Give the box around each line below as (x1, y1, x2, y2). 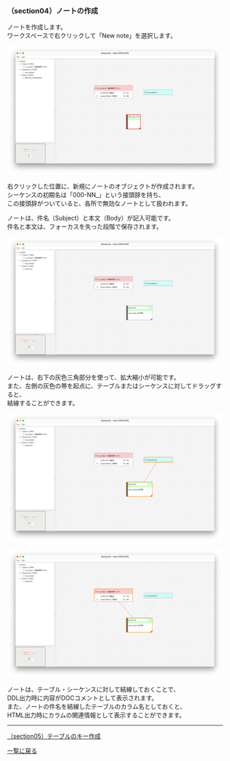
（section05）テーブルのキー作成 (7, 732, 101, 740)
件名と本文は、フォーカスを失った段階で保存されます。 (7, 223, 163, 231)
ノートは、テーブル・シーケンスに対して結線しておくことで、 (7, 685, 180, 694)
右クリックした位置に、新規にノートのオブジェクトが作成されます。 (7, 182, 199, 190)
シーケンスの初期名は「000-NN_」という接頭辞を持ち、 (7, 191, 165, 199)
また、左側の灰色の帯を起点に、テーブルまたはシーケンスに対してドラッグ (7, 381, 216, 389)
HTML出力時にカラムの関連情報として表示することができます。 (7, 711, 186, 719)
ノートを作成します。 (7, 23, 67, 32)
